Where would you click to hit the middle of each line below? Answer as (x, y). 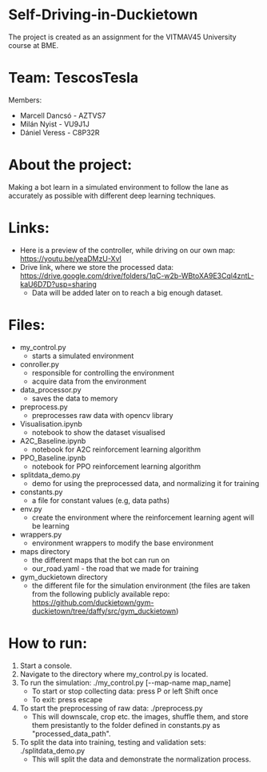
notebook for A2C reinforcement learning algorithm (116, 449)
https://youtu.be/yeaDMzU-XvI (71, 259)
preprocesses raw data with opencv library (102, 415)
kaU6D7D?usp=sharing (58, 284)
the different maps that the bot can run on (101, 560)
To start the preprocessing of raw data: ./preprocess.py (111, 708)
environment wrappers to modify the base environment (123, 543)
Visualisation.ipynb (51, 424)
